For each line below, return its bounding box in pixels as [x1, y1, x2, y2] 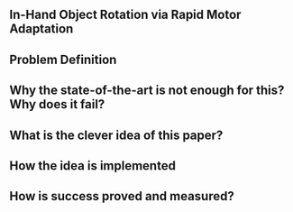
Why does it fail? [9, 97, 105, 112]
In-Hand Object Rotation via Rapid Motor [9, 7, 242, 23]
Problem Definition [9, 51, 117, 67]
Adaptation [9, 22, 74, 37]
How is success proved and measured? [9, 189, 234, 204]
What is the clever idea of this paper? [9, 127, 224, 143]
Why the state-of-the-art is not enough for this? [9, 83, 285, 98]
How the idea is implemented [9, 158, 176, 173]
